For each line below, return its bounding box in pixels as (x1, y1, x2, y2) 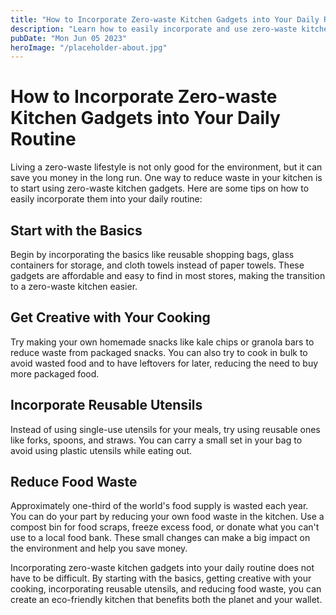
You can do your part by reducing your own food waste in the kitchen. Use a (10, 511, 325, 523)
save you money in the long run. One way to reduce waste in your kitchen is (10, 172, 323, 184)
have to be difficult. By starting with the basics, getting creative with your (10, 572, 312, 585)
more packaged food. (10, 367, 100, 380)
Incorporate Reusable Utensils (10, 397, 203, 414)
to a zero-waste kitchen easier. (10, 281, 138, 292)
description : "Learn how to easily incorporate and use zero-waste (10, 24, 298, 34)
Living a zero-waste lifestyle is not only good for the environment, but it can (10, 161, 323, 173)
